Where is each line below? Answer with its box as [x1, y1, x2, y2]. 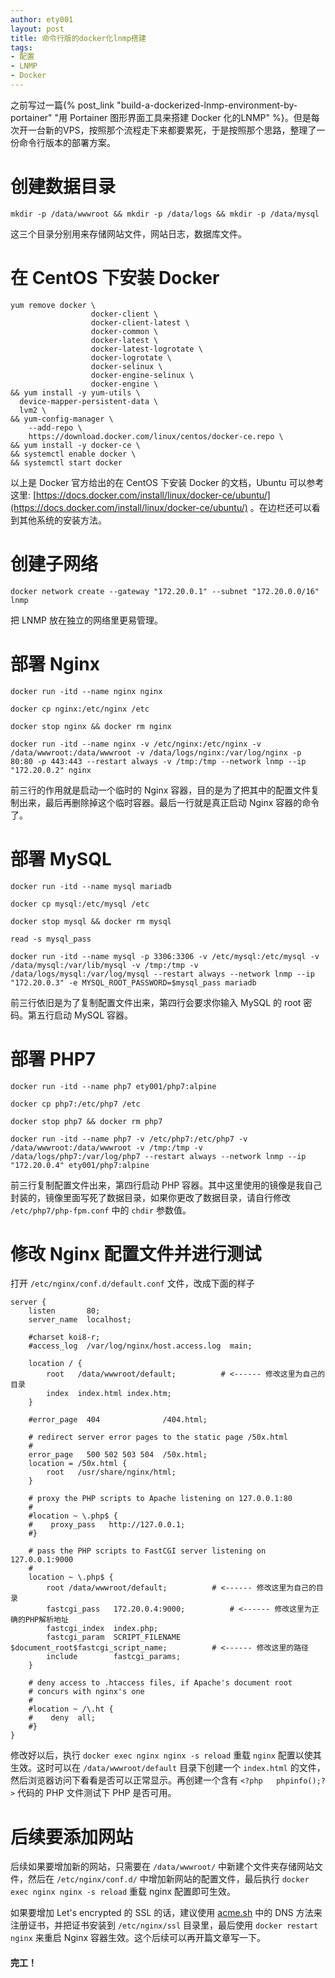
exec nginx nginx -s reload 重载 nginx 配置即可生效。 [10, 1886, 237, 1898]
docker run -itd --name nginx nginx [10, 686, 163, 696]
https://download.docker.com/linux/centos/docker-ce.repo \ [28, 431, 284, 441]
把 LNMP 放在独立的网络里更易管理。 [10, 614, 163, 626]
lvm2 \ [19, 405, 47, 415]
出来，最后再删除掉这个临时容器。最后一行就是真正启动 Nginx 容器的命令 [18, 796, 320, 808]
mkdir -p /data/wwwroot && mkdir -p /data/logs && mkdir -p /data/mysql [10, 209, 320, 219]
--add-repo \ [28, 422, 83, 433]
